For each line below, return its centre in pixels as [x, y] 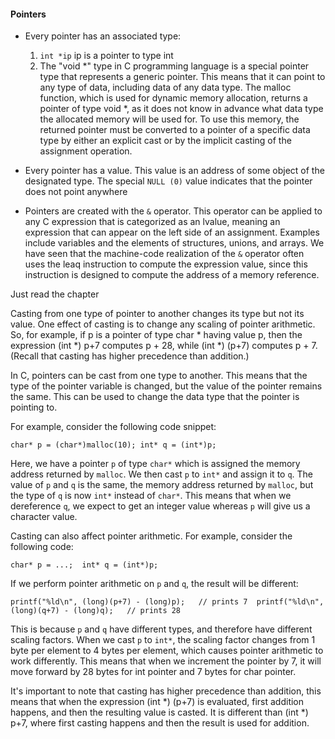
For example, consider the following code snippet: [113, 427]
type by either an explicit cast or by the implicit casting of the [165, 141]
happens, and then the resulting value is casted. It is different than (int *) [159, 712]
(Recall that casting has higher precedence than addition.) [130, 356]
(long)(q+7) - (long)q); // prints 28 [96, 611]
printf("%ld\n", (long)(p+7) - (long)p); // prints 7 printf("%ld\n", [167, 602]
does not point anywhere [76, 192]
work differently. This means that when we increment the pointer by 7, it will [166, 661]
